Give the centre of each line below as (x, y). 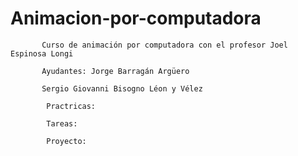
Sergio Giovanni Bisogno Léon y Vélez (122, 88)
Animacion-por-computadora (136, 18)
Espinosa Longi (42, 53)
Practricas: (71, 106)
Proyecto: (66, 141)
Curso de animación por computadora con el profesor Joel (164, 45)
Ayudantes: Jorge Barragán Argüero (115, 71)
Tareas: (62, 123)
